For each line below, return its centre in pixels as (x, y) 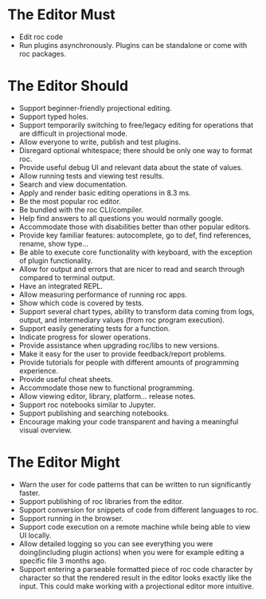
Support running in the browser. (71, 518)
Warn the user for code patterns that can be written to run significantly (135, 484)
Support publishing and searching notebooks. (94, 413)
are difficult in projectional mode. (73, 133)
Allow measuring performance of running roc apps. (103, 294)
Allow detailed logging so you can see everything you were (116, 543)
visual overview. (45, 430)
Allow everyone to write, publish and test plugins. (100, 142)
